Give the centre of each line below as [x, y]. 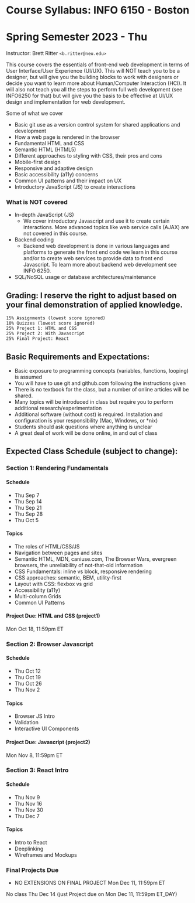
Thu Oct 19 [27, 677]
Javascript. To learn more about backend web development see [100, 265]
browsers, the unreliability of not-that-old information [79, 565]
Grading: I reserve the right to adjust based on [91, 296]
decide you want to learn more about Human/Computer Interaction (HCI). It [96, 83]
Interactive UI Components [47, 729]
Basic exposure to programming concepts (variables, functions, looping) [101, 371]
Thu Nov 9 [27, 797]
